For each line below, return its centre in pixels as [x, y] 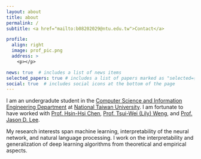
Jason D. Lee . [23, 120]
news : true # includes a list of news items [64, 73]
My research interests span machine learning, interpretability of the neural [98, 131]
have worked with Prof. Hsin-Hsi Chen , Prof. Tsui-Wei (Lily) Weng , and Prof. [99, 113]
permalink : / [22, 23]
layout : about [24, 12]
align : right [28, 45]
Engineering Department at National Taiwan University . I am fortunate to [95, 107]
